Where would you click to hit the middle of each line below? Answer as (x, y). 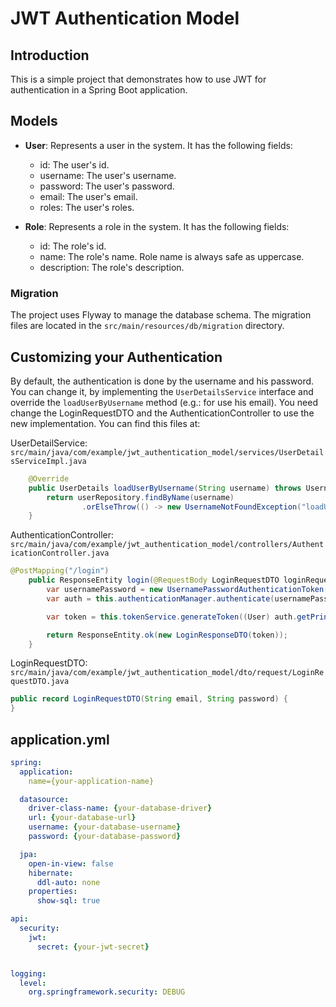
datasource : (44, 799)
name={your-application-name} (91, 781)
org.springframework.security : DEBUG (107, 992)
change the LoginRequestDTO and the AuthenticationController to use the (162, 413)
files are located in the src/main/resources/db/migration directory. (147, 326)
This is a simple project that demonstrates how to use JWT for (138, 79)
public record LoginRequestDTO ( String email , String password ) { (149, 699)
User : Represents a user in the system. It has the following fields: (158, 145)
